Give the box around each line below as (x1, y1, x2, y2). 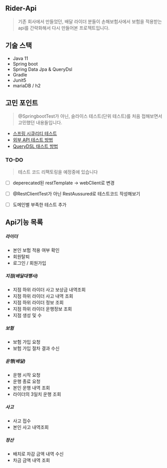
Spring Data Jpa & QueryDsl (12, 66, 73, 72)
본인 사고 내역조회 (12, 424, 49, 431)
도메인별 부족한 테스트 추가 (12, 201, 67, 207)
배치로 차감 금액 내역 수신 (12, 451, 64, 457)
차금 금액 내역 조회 (12, 457, 50, 463)
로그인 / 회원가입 (12, 260, 46, 266)
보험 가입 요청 (12, 339, 41, 345)
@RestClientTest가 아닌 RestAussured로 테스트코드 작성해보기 (12, 190, 140, 197)
